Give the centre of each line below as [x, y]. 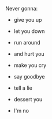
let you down [29, 31]
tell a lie [23, 88]
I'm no [21, 110]
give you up [28, 20]
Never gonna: [22, 8]
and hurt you [29, 54]
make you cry [30, 65]
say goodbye [29, 76]
